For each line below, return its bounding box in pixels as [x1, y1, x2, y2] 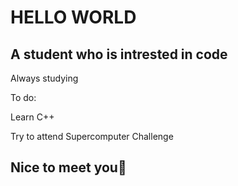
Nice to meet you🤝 [10, 159, 127, 176]
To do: [10, 92, 37, 103]
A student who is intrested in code [10, 46, 228, 63]
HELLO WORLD [10, 6, 137, 29]
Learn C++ [10, 111, 55, 123]
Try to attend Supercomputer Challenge [10, 131, 174, 142]
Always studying [10, 72, 79, 84]
